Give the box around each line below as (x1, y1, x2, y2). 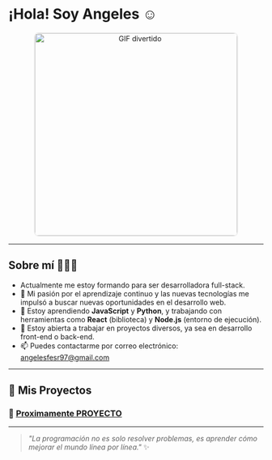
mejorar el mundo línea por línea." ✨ (28, 442, 150, 452)
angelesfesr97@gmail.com (19, 352, 110, 362)
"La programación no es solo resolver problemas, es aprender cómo (28, 434, 257, 444)
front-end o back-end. (19, 331, 95, 341)
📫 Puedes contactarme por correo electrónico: (19, 341, 179, 351)
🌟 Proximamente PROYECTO (8, 408, 123, 420)
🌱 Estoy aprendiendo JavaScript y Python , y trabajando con (19, 305, 223, 316)
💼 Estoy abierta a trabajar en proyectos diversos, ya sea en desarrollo (19, 323, 253, 333)
